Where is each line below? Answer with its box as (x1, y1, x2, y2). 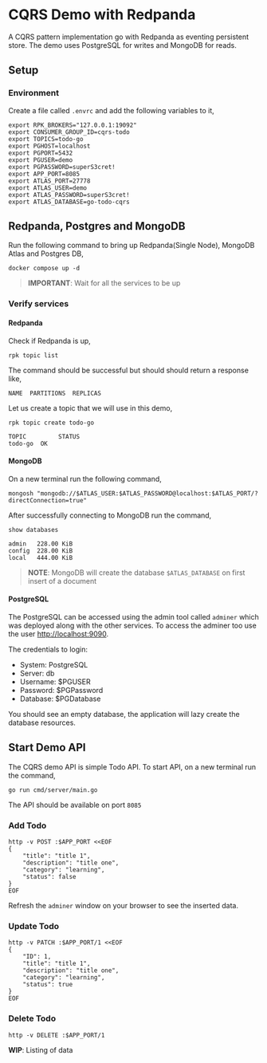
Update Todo (8, 921, 60, 931)
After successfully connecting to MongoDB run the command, (8, 510, 212, 520)
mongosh (8, 489, 34, 498)
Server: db (19, 668, 55, 678)
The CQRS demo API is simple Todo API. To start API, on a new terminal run (8, 762, 257, 771)
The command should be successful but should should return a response (8, 365, 249, 375)
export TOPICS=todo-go (8, 135, 84, 143)
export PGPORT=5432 (8, 149, 73, 157)
